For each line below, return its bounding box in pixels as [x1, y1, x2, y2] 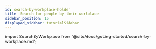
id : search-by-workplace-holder [5, 7, 70, 12]
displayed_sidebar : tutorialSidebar [5, 20, 79, 25]
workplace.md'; [5, 39, 36, 45]
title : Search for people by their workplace [5, 12, 99, 16]
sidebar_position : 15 [5, 16, 49, 21]
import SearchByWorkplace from [5, 34, 71, 39]
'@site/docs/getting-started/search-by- [71, 34, 152, 39]
